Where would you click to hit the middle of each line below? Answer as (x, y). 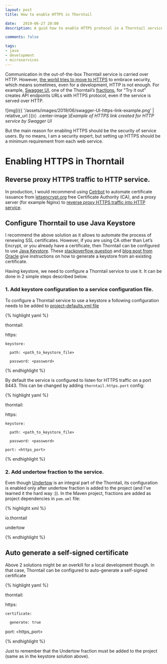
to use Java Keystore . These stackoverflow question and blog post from (79, 251)
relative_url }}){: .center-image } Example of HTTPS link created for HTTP (80, 116)
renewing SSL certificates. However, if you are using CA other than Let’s (79, 240)
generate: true (25, 622)
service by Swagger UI (29, 121)
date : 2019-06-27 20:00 (32, 23)
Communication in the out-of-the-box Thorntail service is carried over (77, 74)
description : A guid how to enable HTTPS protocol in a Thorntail (75, 28)
